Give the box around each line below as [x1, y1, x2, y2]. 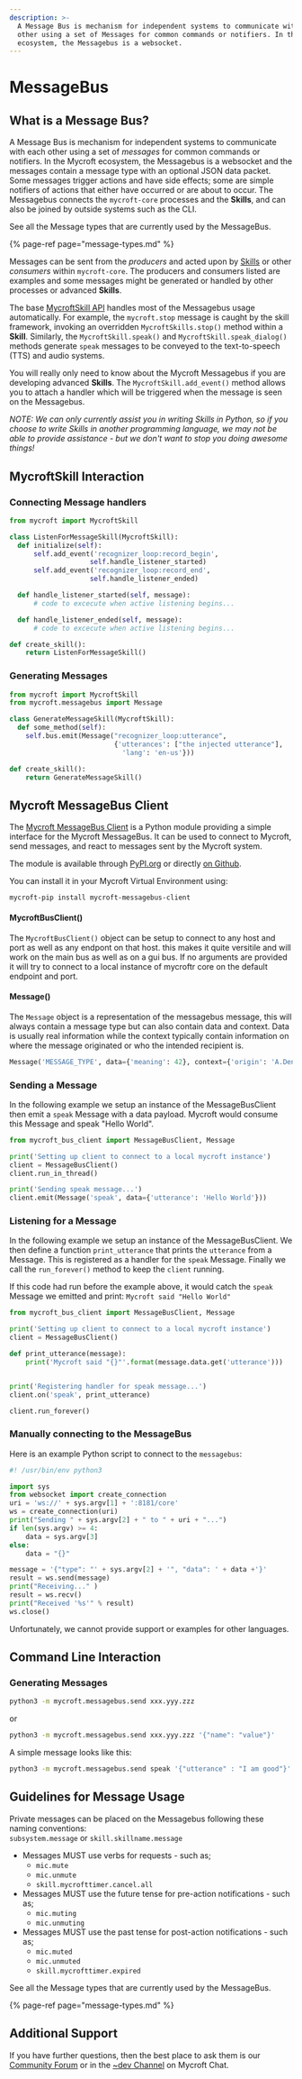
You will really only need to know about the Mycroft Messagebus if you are [9, 368, 286, 378]
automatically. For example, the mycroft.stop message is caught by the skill [9, 312, 289, 323]
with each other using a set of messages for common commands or [9, 146, 261, 158]
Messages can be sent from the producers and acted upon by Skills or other [9, 256, 292, 267]
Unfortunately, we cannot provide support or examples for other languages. [9, 1623, 289, 1634]
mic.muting [35, 1909, 77, 1918]
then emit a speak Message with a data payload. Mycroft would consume [9, 1108, 279, 1119]
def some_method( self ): [17, 723, 106, 733]
